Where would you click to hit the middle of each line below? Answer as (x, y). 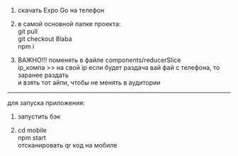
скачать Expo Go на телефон (61, 10)
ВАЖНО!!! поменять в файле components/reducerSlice (99, 60)
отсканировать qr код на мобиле (67, 145)
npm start (32, 138)
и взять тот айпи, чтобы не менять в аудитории (89, 83)
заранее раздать (43, 75)
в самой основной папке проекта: (69, 24)
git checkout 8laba (45, 39)
